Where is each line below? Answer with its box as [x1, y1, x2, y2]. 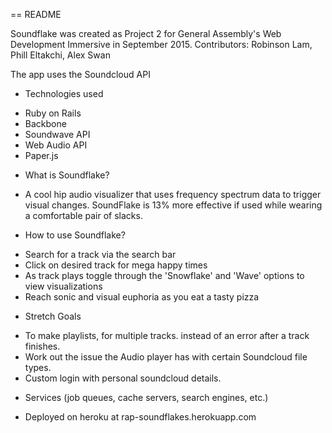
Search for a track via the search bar [24, 249, 177, 260]
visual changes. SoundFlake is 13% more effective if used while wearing [24, 199, 323, 211]
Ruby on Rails [24, 107, 82, 119]
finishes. [24, 340, 61, 352]
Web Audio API [24, 139, 88, 151]
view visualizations [24, 280, 103, 292]
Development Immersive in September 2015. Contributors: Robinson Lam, [10, 39, 313, 50]
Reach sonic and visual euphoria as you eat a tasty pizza [24, 291, 260, 303]
